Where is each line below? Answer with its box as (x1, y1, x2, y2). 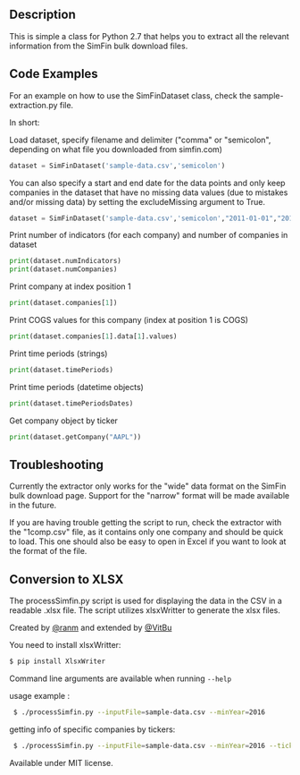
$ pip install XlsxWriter (9, 657, 105, 666)
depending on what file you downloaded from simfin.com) (9, 143, 223, 155)
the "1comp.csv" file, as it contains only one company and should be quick (9, 527, 284, 538)
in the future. (9, 500, 57, 511)
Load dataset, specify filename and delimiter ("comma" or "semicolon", (9, 134, 271, 145)
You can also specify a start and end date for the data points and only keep (9, 177, 286, 188)
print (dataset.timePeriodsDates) (9, 398, 134, 408)
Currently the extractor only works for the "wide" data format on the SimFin (9, 481, 287, 491)
